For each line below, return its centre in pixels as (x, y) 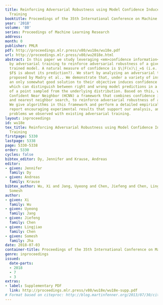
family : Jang (23, 213)
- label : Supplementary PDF (33, 286)
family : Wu (20, 204)
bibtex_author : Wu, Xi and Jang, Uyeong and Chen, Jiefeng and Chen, (77, 186)
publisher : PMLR (21, 46)
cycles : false (19, 154)
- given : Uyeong (21, 209)
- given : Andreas (23, 177)
